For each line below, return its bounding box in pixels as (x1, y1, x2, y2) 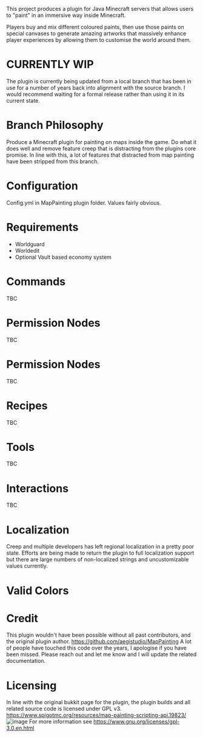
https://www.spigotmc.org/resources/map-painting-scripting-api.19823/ (6, 711, 187, 719)
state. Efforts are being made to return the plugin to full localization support (6, 549, 195, 557)
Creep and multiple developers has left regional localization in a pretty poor (6, 543, 195, 550)
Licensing (6, 679, 57, 692)
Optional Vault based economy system (15, 253, 112, 261)
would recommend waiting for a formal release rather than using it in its (6, 91, 185, 98)
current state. (6, 97, 41, 104)
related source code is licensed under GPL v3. (6, 705, 122, 713)
